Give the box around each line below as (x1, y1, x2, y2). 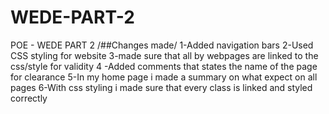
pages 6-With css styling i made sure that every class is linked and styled (10, 81, 313, 93)
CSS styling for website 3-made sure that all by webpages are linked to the (10, 49, 319, 61)
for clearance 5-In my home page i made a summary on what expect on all (10, 71, 318, 83)
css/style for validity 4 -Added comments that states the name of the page (10, 60, 318, 72)
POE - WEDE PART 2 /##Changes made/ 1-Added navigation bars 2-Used (10, 39, 314, 51)
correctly (10, 92, 48, 104)
